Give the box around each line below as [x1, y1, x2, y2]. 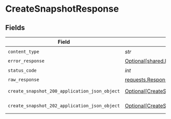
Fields [5, 23, 25, 32]
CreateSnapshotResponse [5, 3, 119, 15]
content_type [8, 49, 40, 54]
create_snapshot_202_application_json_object [8, 103, 120, 108]
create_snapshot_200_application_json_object [8, 88, 120, 94]
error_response [8, 58, 45, 64]
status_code [8, 67, 37, 73]
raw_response [8, 77, 40, 82]
